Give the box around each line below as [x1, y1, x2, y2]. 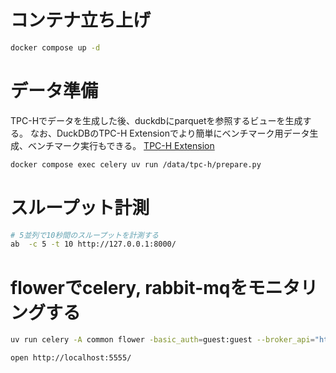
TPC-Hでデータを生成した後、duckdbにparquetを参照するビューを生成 [10, 114, 303, 126]
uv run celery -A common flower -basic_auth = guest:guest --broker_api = [10, 335, 315, 345]
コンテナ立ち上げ [10, 9, 152, 32]
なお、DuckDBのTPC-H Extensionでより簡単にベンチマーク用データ [29, 127, 310, 139]
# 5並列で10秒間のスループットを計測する [10, 230, 160, 240]
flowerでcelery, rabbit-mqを [10, 276, 248, 299]
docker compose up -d [10, 42, 101, 53]
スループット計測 [10, 196, 150, 219]
